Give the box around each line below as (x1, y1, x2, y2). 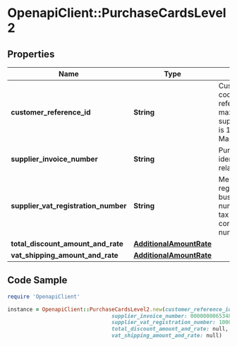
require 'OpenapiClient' (7, 293, 80, 300)
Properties (7, 48, 55, 60)
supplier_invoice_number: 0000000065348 (111, 312, 232, 319)
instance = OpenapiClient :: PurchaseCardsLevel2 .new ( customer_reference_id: (7, 306, 235, 313)
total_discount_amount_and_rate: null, (111, 326, 229, 333)
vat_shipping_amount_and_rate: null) (111, 332, 222, 340)
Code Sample (7, 274, 68, 287)
